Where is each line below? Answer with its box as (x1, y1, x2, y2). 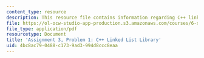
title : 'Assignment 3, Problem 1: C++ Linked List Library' (6, 37, 162, 43)
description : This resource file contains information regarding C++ (6, 14, 186, 21)
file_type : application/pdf (6, 25, 78, 32)
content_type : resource (6, 8, 67, 15)
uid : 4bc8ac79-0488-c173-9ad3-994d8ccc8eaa (6, 43, 118, 49)
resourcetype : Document (6, 31, 67, 37)
